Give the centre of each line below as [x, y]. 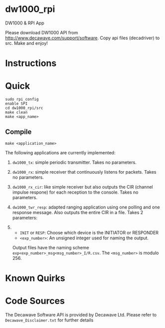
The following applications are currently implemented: [60, 152]
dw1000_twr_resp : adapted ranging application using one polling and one [86, 207]
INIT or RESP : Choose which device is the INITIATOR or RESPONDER [89, 232]
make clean [16, 112]
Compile [18, 132]
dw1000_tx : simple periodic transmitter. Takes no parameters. [74, 162]
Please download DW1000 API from [41, 32]
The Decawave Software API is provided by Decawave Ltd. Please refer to [81, 315]
